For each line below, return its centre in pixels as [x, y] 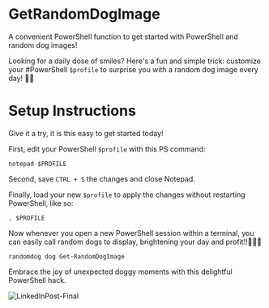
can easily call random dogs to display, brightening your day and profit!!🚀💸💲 [135, 242]
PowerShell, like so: [41, 203]
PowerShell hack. [37, 280]
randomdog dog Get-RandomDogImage [67, 256]
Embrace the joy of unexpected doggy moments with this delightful [120, 272]
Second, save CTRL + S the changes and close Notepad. [102, 178]
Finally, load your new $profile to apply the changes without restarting [127, 195]
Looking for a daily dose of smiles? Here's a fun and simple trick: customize [135, 61]
